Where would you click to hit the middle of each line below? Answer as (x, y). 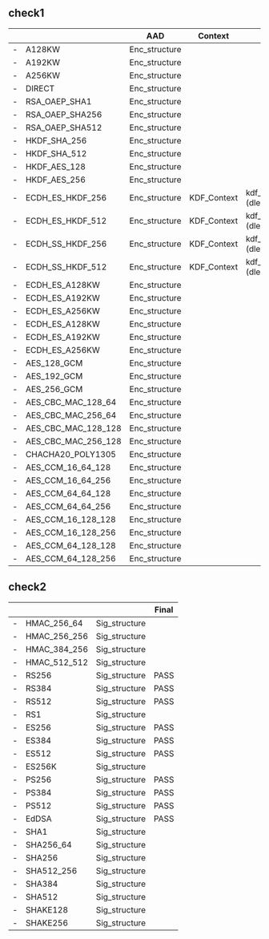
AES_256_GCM (54, 389)
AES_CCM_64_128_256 (70, 558)
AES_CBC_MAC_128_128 (73, 428)
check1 (26, 13)
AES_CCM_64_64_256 (68, 506)
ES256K (41, 767)
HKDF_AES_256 (56, 180)
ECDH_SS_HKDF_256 (66, 244)
